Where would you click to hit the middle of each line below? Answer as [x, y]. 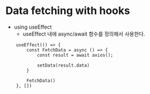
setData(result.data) [63, 65]
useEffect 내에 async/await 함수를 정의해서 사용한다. [84, 34]
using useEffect [33, 27]
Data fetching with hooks [68, 11]
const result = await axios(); [75, 55]
